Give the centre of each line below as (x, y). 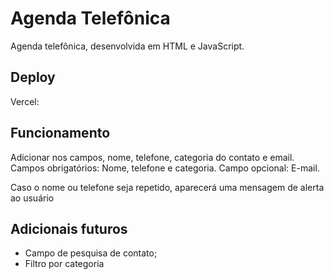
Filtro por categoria (64, 264)
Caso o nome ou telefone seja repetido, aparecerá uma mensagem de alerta (167, 187)
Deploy (33, 77)
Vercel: (25, 101)
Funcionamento (60, 133)
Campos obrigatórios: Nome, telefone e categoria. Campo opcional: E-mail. (165, 168)
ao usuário (32, 198)
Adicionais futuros (69, 228)
